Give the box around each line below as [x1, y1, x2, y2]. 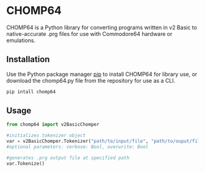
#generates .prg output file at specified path [6, 154, 130, 161]
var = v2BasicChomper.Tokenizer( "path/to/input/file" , [6, 138, 149, 145]
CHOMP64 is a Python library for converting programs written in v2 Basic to [6, 24, 197, 31]
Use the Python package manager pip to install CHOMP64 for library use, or [6, 71, 198, 78]
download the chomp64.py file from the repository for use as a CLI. [6, 77, 176, 84]
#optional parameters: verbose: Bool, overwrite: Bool [6, 144, 149, 150]
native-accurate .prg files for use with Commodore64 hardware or [6, 30, 173, 37]
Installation [6, 54, 50, 64]
